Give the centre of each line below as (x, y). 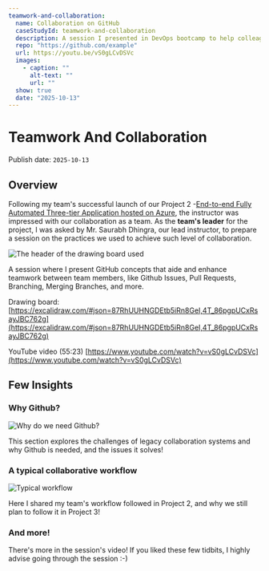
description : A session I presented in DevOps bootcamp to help (125, 38)
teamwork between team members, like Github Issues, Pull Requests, (122, 278)
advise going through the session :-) (68, 559)
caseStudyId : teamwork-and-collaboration (86, 30)
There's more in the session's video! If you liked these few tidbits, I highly (129, 550)
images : (28, 61)
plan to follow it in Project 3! (54, 512)
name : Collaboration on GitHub (68, 23)
